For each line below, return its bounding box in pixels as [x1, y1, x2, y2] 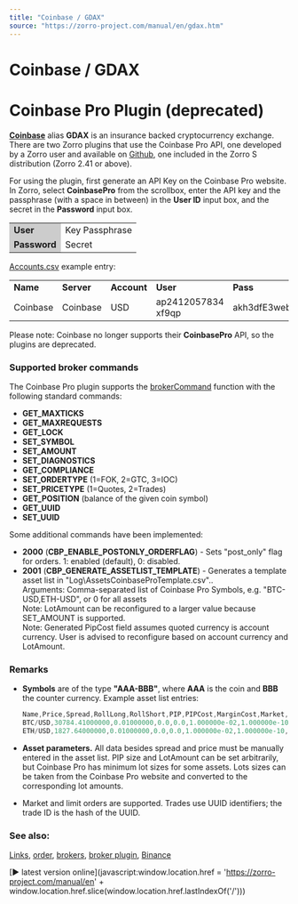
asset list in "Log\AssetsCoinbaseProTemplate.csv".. [21, 575, 214, 585]
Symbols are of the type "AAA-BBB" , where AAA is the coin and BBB [21, 683, 278, 694]
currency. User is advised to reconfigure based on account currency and [21, 631, 288, 642]
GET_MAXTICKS [21, 408, 84, 418]
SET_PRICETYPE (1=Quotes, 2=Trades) [21, 483, 167, 494]
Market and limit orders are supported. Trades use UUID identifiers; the [21, 797, 282, 808]
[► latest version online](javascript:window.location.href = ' [9, 867, 227, 877]
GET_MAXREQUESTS [21, 417, 103, 428]
